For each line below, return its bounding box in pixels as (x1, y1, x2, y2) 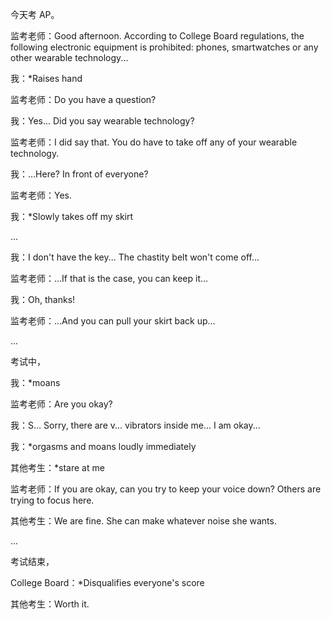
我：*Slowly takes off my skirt (10, 211, 134, 222)
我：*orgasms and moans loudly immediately (10, 441, 197, 452)
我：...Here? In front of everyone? (10, 168, 149, 180)
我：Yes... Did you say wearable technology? (10, 115, 195, 127)
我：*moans (10, 377, 61, 388)
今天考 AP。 (10, 9, 60, 20)
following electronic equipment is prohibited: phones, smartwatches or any (10, 41, 319, 53)
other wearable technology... (10, 52, 129, 63)
